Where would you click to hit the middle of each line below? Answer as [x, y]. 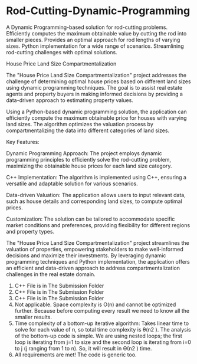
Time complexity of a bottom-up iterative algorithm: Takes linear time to [102, 323]
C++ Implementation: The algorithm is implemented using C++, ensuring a [96, 177]
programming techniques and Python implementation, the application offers [98, 261]
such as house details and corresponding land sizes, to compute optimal [94, 201]
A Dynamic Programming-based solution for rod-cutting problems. [87, 27]
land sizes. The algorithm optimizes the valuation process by [80, 124]
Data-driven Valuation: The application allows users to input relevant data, [96, 195]
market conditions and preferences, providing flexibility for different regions [98, 225]
